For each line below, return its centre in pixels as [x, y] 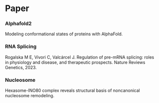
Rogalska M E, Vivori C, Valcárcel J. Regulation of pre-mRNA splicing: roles [80, 57]
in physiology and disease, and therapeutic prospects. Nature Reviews [75, 62]
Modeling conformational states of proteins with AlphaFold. [64, 34]
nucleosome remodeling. [30, 96]
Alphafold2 [18, 24]
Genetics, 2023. [21, 67]
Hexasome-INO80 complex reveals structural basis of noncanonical [72, 90]
